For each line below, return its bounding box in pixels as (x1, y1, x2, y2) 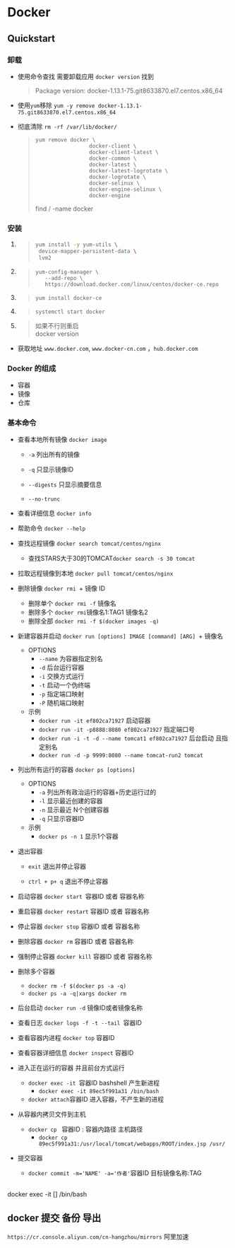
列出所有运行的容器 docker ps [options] (17, 765, 135, 774)
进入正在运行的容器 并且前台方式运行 (17, 1063, 125, 1072)
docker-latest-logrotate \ (89, 167, 169, 174)
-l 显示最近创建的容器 (38, 797, 103, 805)
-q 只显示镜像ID (28, 465, 74, 474)
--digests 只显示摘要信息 (28, 480, 102, 489)
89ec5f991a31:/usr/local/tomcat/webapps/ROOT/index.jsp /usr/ (38, 1141, 226, 1148)
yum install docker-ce (35, 294, 102, 301)
